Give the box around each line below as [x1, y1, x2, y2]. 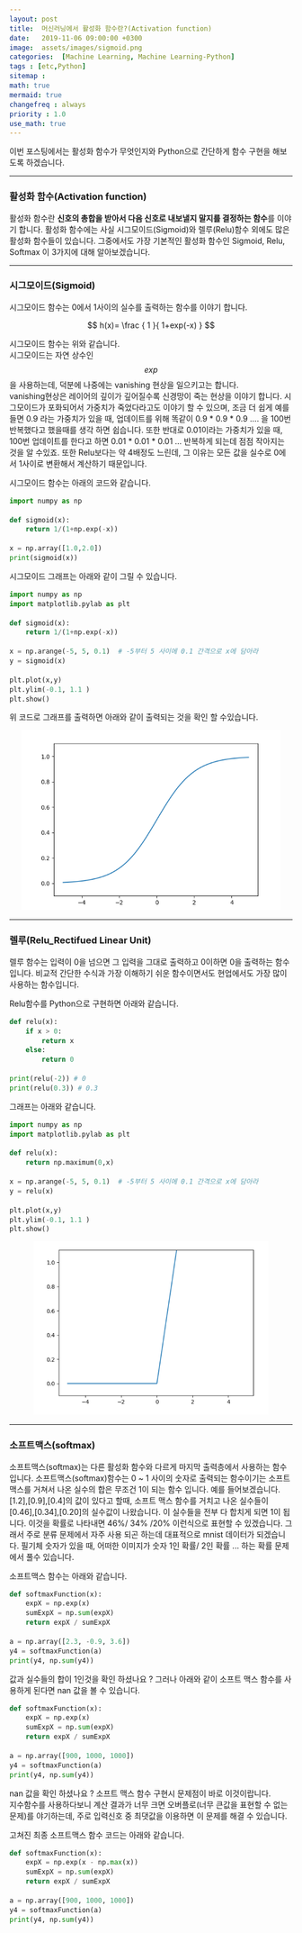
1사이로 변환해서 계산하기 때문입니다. [18, 458, 147, 468]
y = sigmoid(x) [9, 657, 67, 666]
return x [41, 1036, 75, 1045]
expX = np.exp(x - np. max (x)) [25, 1858, 139, 1867]
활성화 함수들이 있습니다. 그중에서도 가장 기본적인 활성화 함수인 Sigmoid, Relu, [9, 235, 286, 246]
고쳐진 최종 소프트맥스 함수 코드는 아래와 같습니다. [9, 1829, 185, 1840]
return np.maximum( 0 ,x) [25, 1158, 115, 1167]
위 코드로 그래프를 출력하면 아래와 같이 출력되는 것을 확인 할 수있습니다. [9, 712, 259, 722]
